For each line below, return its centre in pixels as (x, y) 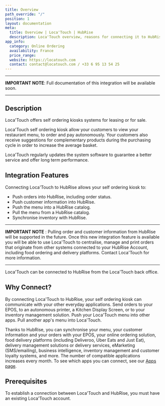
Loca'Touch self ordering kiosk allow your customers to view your (72, 129)
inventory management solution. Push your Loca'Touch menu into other (78, 315)
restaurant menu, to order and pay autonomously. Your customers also (77, 135)
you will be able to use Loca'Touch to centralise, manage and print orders (80, 242)
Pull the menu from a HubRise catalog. (51, 212)
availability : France (32, 51)
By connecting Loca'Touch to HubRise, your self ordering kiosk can (73, 299)
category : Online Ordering (37, 46)
